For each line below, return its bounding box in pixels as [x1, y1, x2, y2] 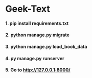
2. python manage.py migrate [5, 32, 70, 38]
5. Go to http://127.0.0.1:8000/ [5, 67, 71, 73]
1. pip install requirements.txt [5, 20, 69, 26]
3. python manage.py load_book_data [5, 43, 87, 49]
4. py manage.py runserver [5, 55, 65, 61]
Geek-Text [5, 3, 50, 15]
